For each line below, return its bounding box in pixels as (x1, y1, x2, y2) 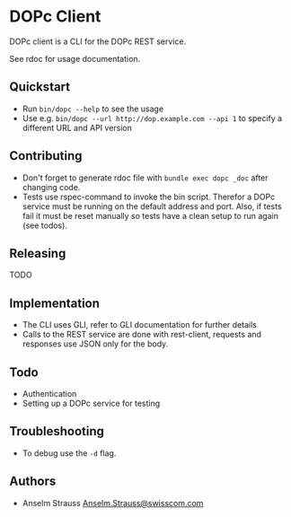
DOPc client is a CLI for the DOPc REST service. (9, 36, 187, 47)
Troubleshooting (9, 424, 105, 439)
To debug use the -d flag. (22, 447, 117, 459)
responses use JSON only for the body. (22, 338, 169, 349)
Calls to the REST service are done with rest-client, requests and (22, 329, 262, 340)
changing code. (22, 181, 81, 192)
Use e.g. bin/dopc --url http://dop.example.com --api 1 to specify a (22, 112, 283, 123)
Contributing (9, 148, 83, 163)
